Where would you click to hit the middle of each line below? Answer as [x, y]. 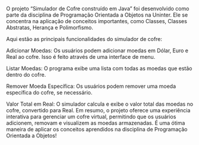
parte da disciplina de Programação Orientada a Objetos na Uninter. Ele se [97, 15]
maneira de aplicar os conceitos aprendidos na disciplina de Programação [97, 129]
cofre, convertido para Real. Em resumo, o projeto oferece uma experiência [98, 110]
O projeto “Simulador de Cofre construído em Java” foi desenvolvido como [98, 9]
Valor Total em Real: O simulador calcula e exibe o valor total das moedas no [100, 104]
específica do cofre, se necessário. [49, 92]
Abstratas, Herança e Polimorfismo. [50, 27]
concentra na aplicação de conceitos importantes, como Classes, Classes [97, 21]
